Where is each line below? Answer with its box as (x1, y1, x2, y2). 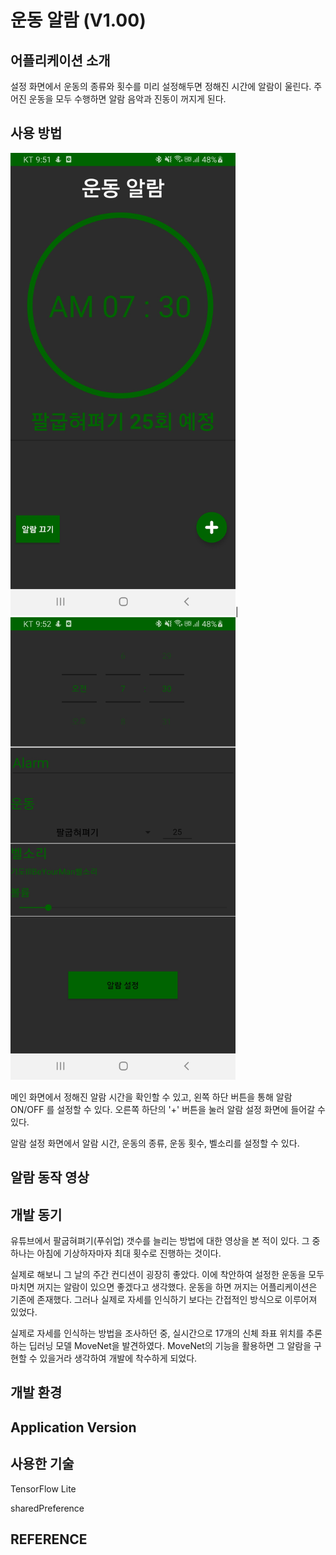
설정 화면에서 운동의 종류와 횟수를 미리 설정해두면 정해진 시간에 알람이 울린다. (10, 81, 312, 92)
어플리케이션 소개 (10, 52, 111, 69)
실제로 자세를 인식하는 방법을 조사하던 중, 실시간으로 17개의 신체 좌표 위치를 (10, 1327, 305, 1340)
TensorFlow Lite (10, 1482, 77, 1495)
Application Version (10, 1419, 137, 1436)
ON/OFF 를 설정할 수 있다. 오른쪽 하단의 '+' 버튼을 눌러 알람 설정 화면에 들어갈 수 (10, 1103, 326, 1115)
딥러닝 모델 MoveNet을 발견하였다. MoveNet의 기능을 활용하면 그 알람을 (28, 1340, 312, 1352)
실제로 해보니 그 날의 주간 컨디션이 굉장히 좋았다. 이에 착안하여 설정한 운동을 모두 (10, 1269, 325, 1281)
